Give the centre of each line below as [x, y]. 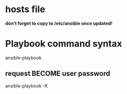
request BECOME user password [58, 74]
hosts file [25, 9]
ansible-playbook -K [27, 86]
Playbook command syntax [64, 44]
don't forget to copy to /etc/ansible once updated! [59, 23]
